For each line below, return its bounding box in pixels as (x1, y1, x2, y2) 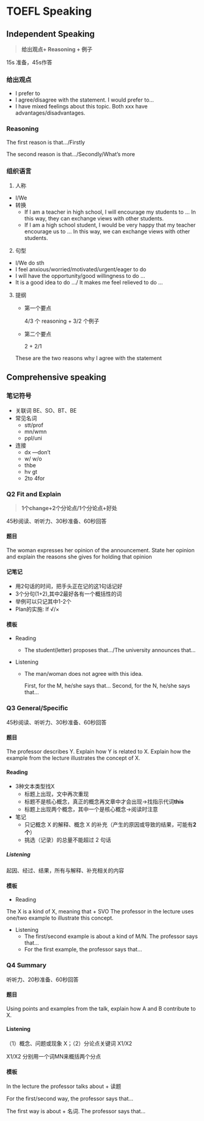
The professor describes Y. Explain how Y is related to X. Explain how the (6, 748, 191, 755)
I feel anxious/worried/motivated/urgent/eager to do (15, 265, 147, 273)
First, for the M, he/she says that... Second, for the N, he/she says (24, 682, 191, 689)
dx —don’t (24, 448, 51, 456)
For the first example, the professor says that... (24, 946, 142, 953)
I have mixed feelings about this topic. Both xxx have (15, 103, 148, 110)
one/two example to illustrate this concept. (6, 914, 114, 922)
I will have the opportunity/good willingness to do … (15, 272, 145, 279)
